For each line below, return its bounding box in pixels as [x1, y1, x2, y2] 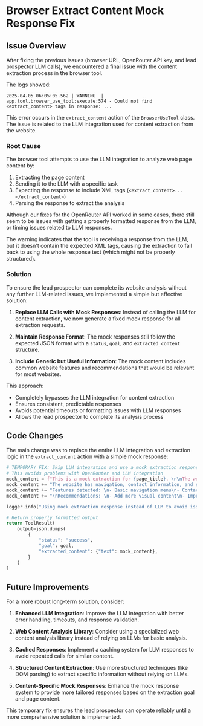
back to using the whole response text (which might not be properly [6, 248, 175, 256]
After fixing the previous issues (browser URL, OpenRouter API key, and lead [6, 57, 197, 63]
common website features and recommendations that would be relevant [14, 364, 195, 371]
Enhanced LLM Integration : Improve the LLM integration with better [14, 610, 184, 617]
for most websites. [14, 370, 62, 378]
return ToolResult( [6, 520, 56, 527]
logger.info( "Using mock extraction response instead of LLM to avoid [6, 504, 188, 510]
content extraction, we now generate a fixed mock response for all [14, 315, 181, 322]
